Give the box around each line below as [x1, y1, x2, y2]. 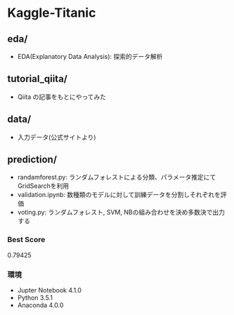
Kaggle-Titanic [7, 5, 96, 21]
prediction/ [7, 154, 58, 166]
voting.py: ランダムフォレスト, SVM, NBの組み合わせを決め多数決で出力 [17, 208, 225, 217]
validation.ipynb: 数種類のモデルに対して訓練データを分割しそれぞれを [17, 191, 221, 199]
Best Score [7, 235, 46, 245]
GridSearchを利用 [17, 182, 70, 190]
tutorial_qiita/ [7, 73, 68, 85]
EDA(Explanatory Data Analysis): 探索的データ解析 [17, 53, 163, 60]
